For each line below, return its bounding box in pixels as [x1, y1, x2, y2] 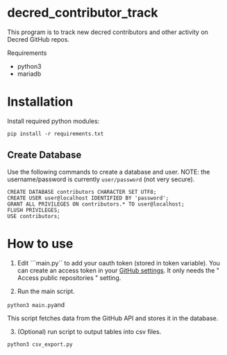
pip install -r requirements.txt [7, 130, 104, 137]
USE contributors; [7, 213, 60, 220]
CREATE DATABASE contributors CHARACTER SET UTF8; [7, 188, 157, 195]
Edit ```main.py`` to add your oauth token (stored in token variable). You [17, 258, 221, 267]
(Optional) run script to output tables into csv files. [17, 327, 162, 336]
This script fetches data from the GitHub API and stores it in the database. [7, 314, 219, 322]
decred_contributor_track [7, 5, 158, 21]
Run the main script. [17, 287, 75, 295]
